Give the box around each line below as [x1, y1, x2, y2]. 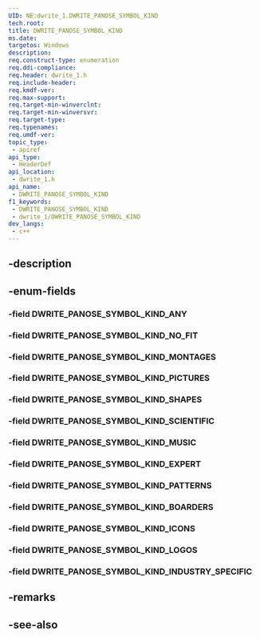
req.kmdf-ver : [8, 86, 56, 94]
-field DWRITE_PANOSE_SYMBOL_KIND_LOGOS [8, 544, 198, 555]
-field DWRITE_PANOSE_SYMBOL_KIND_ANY [8, 308, 187, 319]
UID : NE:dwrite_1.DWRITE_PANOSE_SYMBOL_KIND [8, 11, 159, 20]
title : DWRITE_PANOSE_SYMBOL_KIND [8, 26, 124, 34]
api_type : [8, 153, 41, 161]
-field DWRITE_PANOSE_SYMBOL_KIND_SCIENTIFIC [8, 415, 215, 427]
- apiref [11, 146, 41, 154]
